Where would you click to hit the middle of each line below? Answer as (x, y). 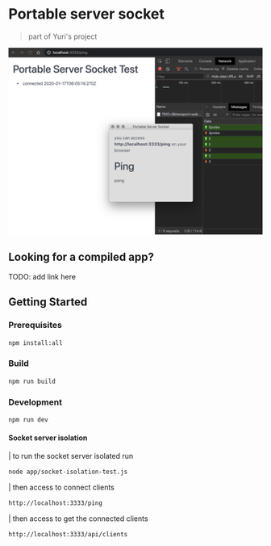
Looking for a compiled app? (81, 257)
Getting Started (48, 302)
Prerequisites (35, 325)
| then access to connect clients (61, 487)
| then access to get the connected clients (78, 519)
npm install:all (35, 343)
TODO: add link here (42, 276)
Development (35, 402)
